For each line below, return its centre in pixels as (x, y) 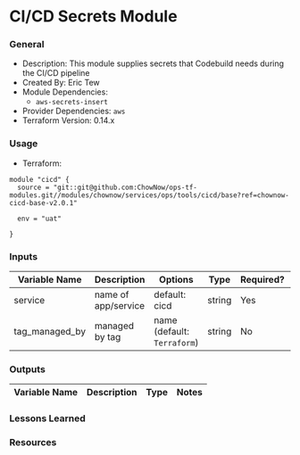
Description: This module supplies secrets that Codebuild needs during (153, 63)
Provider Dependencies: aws (74, 111)
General (27, 45)
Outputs (28, 369)
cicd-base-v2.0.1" (43, 203)
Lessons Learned (48, 418)
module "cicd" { (39, 179)
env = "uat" (40, 219)
